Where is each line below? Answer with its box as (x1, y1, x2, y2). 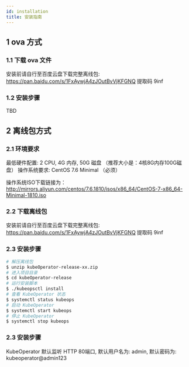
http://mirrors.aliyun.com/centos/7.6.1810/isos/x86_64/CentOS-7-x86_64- (6, 185, 183, 193)
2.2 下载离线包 (6, 207, 47, 216)
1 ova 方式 (6, 37, 43, 47)
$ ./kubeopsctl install (6, 286, 64, 292)
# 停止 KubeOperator (6, 313, 54, 319)
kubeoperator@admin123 (6, 354, 67, 361)
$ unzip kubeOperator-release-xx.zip (6, 264, 98, 270)
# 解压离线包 (6, 258, 33, 265)
